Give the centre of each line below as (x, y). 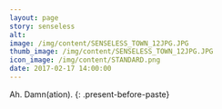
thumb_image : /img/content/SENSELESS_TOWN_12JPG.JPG (111, 52)
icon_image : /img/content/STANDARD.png (85, 60)
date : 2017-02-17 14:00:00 (61, 69)
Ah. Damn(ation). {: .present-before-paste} (90, 94)
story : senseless (42, 26)
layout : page (34, 18)
